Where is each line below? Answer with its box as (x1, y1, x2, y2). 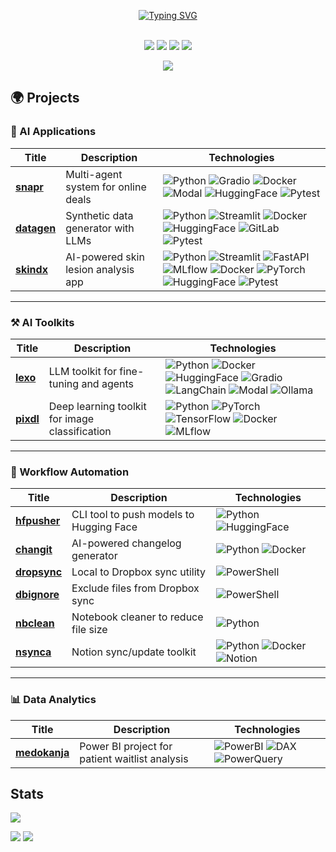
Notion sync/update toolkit (71, 645, 197, 659)
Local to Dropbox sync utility (71, 565, 207, 579)
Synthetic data (65, 208, 134, 222)
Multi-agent (65, 167, 123, 181)
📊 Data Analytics (10, 693, 97, 707)
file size (71, 623, 108, 637)
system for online (65, 180, 147, 194)
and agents (81, 376, 135, 390)
